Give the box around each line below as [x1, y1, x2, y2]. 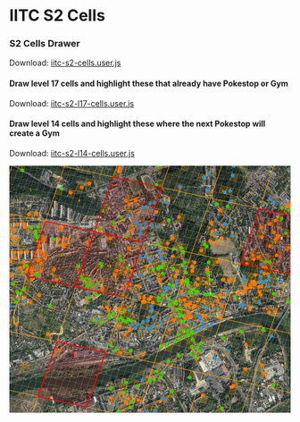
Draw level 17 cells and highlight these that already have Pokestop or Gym [9, 78, 288, 89]
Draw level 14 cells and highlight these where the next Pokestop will [9, 118, 266, 130]
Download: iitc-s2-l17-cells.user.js [9, 97, 135, 108]
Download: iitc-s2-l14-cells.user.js [9, 148, 136, 158]
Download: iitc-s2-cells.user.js [9, 57, 121, 68]
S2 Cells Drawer [9, 38, 80, 50]
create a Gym [9, 128, 61, 139]
